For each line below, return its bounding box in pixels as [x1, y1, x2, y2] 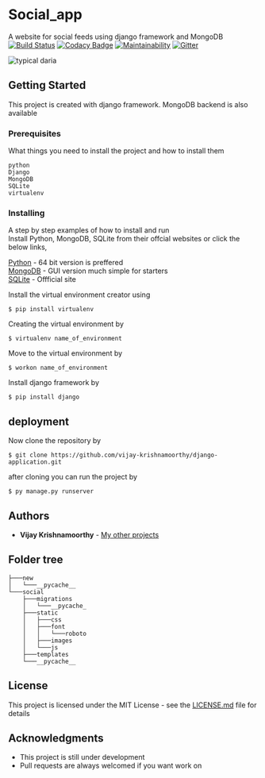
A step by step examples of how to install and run [8, 225, 170, 235]
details [8, 708, 30, 718]
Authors [8, 509, 50, 522]
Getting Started [8, 79, 86, 92]
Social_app [8, 6, 83, 24]
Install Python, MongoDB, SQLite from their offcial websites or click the [8, 234, 240, 244]
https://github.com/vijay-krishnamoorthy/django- [50, 451, 218, 460]
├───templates [22, 650, 69, 658]
